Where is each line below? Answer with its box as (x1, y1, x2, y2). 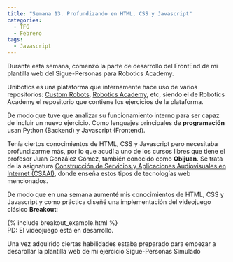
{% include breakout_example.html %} (7, 219, 118, 227)
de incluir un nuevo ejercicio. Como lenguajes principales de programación (7, 119, 225, 126)
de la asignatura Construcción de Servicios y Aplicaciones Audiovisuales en (7, 162, 226, 170)
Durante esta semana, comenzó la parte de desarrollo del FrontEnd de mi (7, 62, 218, 70)
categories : (7, 17, 42, 24)
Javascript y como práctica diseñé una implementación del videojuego (7, 198, 211, 206)
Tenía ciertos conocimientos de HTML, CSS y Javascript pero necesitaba (7, 140, 218, 147)
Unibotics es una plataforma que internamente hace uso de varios (7, 83, 198, 91)
